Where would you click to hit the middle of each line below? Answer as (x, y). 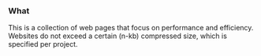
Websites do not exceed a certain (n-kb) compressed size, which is (117, 36)
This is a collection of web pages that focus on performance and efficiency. (131, 28)
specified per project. (43, 44)
